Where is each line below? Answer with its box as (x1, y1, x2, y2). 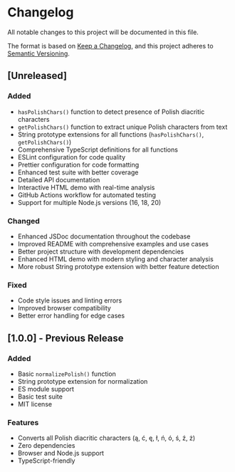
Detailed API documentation (17, 175, 100, 184)
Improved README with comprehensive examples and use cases (17, 239, 209, 248)
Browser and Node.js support (17, 449, 105, 458)
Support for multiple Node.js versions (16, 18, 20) (17, 198, 162, 206)
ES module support (17, 384, 75, 393)
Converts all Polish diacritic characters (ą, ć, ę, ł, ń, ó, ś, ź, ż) (17, 434, 196, 442)
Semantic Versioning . (7, 49, 70, 58)
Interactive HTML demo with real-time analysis (17, 183, 155, 192)
